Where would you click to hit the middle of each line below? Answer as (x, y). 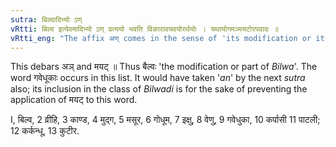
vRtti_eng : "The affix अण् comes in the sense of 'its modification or (161, 38)
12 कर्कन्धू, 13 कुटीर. (45, 131)
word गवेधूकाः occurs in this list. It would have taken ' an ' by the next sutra (158, 78)
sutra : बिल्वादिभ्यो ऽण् (46, 19)
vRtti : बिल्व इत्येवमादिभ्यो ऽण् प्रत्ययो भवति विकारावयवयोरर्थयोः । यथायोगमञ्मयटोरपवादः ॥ (144, 29)
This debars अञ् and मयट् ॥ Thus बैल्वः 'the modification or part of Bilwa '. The (164, 67)
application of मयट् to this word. (74, 100)
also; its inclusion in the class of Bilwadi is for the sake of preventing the (159, 89)
